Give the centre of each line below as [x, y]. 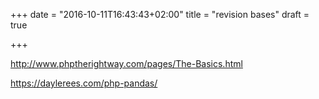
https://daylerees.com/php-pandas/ [84, 83]
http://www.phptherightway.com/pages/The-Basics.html [126, 63]
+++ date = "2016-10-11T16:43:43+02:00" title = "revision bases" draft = [160, 14]
